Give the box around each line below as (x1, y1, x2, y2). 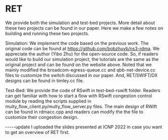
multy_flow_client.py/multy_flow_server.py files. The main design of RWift (5, 103, 157, 109)
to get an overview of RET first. (5, 129, 70, 135)
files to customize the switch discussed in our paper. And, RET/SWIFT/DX (5, 72, 158, 78)
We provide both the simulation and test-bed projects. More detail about (5, 20, 155, 26)
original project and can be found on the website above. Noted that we (5, 61, 152, 67)
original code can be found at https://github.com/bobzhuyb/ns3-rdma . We (5, 45, 160, 51)
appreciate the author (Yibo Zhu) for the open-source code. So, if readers (5, 51, 158, 57)
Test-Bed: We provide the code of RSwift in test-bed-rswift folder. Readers (5, 87, 160, 93)
